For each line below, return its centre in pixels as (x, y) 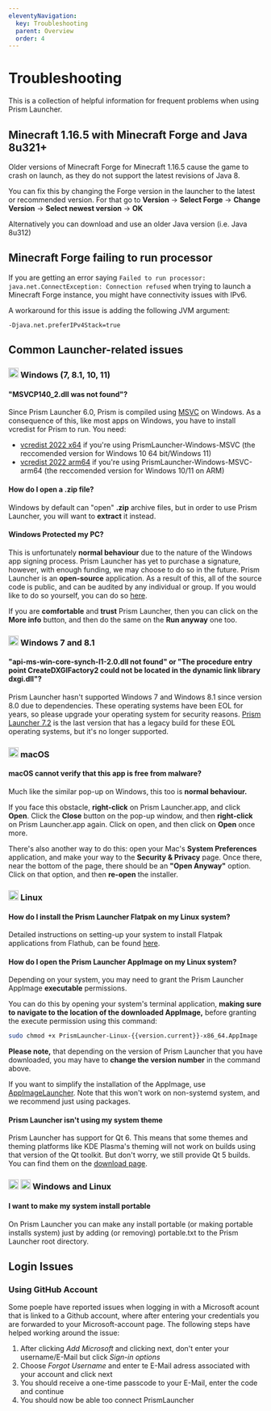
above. (20, 1069)
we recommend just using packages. (70, 1101)
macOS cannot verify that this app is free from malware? (105, 774)
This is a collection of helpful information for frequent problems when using (134, 101)
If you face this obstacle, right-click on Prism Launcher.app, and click (124, 807)
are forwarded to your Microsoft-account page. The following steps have (129, 1324)
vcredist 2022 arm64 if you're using (80, 463)
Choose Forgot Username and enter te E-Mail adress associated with (135, 1366)
